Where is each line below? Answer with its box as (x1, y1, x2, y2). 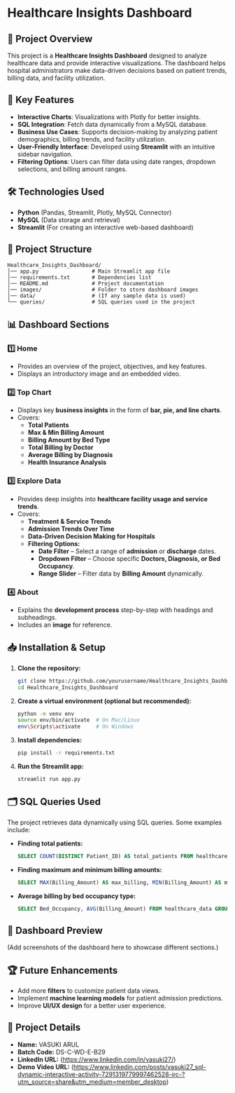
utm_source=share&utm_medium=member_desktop (17, 1078, 166, 1086)
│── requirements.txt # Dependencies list (7, 274, 152, 281)
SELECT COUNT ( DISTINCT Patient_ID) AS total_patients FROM (17, 853, 194, 860)
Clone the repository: (17, 664, 81, 672)
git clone (17, 677, 47, 684)
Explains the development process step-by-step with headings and (17, 606, 213, 614)
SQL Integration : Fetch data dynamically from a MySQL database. (17, 120, 208, 128)
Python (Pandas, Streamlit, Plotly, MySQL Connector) (17, 208, 172, 217)
